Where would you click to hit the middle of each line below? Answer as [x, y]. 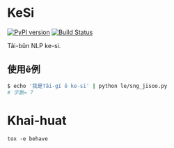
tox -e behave [28, 139]
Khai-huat [37, 120]
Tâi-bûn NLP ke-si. [34, 45]
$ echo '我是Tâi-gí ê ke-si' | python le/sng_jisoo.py [87, 86]
